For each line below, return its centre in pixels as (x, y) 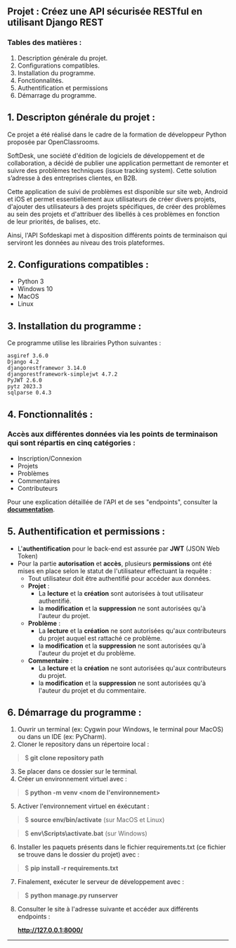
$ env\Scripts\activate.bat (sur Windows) (86, 833)
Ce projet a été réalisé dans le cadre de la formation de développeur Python (117, 134)
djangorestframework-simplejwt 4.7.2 (63, 374)
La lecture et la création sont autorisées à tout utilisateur (121, 593)
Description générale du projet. (63, 58)
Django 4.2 (23, 362)
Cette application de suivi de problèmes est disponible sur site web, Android (118, 191)
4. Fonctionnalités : (50, 414)
